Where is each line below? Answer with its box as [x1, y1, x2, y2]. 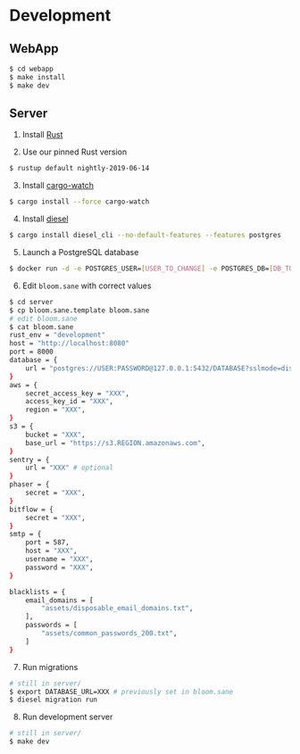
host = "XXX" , [25, 546, 78, 556]
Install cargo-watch [21, 180, 94, 191]
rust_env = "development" [9, 331, 105, 340]
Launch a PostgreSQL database [21, 247, 139, 258]
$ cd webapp [9, 64, 54, 73]
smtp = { [9, 530, 42, 539]
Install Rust [21, 129, 63, 140]
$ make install [9, 72, 66, 81]
